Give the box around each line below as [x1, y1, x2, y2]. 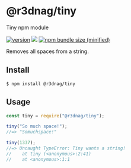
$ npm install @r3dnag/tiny [6, 80, 76, 87]
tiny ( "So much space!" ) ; [6, 123, 68, 129]
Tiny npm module [6, 24, 49, 31]
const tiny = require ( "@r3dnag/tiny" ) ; [6, 113, 105, 119]
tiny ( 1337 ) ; [6, 140, 36, 146]
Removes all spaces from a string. [6, 48, 89, 55]
